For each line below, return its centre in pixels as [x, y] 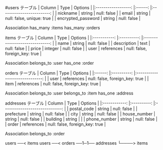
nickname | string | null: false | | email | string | [104, 13]
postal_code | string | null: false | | [103, 109]
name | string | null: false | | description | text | [104, 43]
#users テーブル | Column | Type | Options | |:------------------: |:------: [77, 8]
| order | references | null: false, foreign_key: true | [55, 124]
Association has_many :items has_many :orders [53, 28]
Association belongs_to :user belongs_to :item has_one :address [69, 93]
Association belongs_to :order [35, 134]
